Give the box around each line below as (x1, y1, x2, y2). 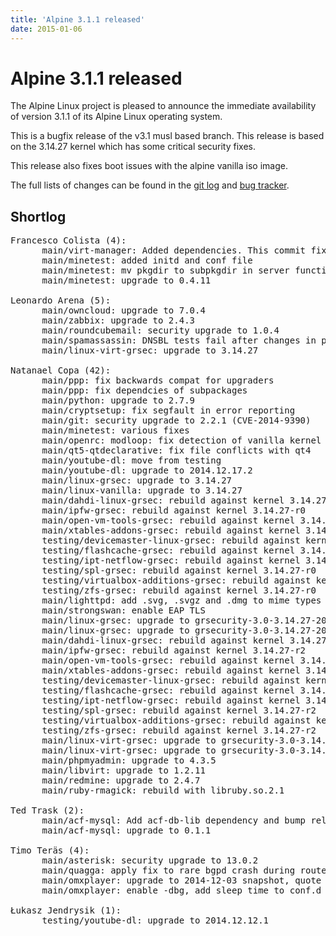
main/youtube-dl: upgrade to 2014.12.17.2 (41, 465, 253, 476)
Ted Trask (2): (10, 805, 85, 816)
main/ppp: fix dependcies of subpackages (41, 385, 248, 396)
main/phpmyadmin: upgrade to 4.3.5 (41, 755, 217, 766)
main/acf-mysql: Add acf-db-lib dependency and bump (41, 815, 307, 826)
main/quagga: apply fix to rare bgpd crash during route (41, 865, 327, 876)
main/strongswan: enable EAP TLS (41, 605, 206, 616)
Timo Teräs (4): (10, 845, 90, 856)
